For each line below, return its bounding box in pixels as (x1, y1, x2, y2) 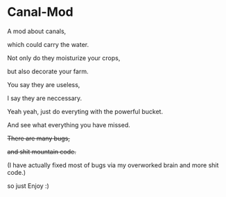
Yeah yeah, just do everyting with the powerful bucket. (7, 107, 164, 115)
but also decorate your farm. (7, 67, 89, 75)
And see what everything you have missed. (7, 120, 130, 129)
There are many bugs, (7, 134, 71, 142)
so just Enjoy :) (7, 181, 50, 190)
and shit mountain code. (7, 147, 76, 156)
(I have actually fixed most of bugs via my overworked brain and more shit (7, 160, 219, 169)
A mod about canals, (7, 27, 67, 35)
